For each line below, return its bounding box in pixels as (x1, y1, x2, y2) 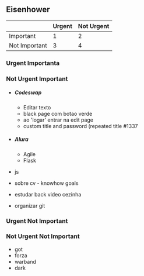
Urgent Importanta (6, 58, 60, 67)
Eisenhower (6, 5, 51, 15)
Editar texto (23, 103, 51, 111)
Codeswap (14, 89, 42, 96)
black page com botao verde (23, 110, 93, 117)
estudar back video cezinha (14, 191, 82, 198)
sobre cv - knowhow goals (14, 180, 79, 187)
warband (14, 258, 37, 265)
